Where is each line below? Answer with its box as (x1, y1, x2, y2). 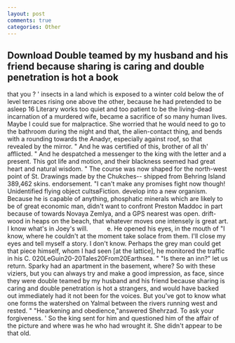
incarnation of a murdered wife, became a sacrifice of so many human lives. (7, 112, 227, 121)
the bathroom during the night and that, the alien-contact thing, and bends (7, 127, 222, 136)
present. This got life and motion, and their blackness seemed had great (7, 157, 215, 166)
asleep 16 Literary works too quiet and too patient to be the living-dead (7, 105, 213, 113)
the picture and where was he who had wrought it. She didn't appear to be (7, 321, 222, 330)
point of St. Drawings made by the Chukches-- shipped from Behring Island (7, 172, 226, 181)
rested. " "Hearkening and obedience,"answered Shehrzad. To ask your (7, 306, 214, 315)
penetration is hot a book (7, 71, 119, 83)
